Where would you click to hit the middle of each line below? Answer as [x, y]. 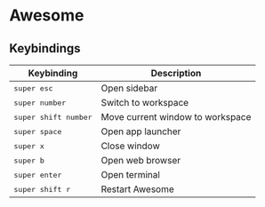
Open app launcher [141, 131]
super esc [33, 88]
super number [40, 103]
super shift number [53, 117]
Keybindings [45, 48]
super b [29, 160]
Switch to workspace [145, 103]
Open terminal [130, 175]
